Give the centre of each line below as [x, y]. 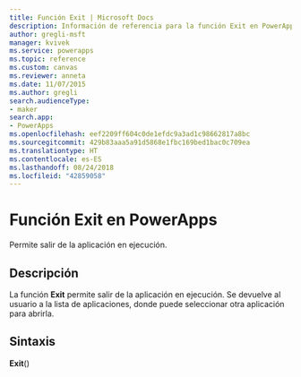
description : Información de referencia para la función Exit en [133, 26]
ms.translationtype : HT [54, 150]
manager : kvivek [39, 43]
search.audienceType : [50, 101]
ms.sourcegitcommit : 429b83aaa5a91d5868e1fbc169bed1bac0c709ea [130, 142]
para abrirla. [32, 313]
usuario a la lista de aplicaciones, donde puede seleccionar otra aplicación [147, 304]
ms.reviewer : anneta [48, 76]
